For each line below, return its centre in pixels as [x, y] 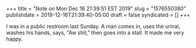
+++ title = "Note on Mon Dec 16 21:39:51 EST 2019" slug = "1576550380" [96, 9]
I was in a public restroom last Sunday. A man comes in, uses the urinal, [93, 26]
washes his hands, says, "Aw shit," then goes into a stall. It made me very [95, 33]
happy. [14, 39]
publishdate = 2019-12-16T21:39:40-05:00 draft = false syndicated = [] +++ [98, 15]
